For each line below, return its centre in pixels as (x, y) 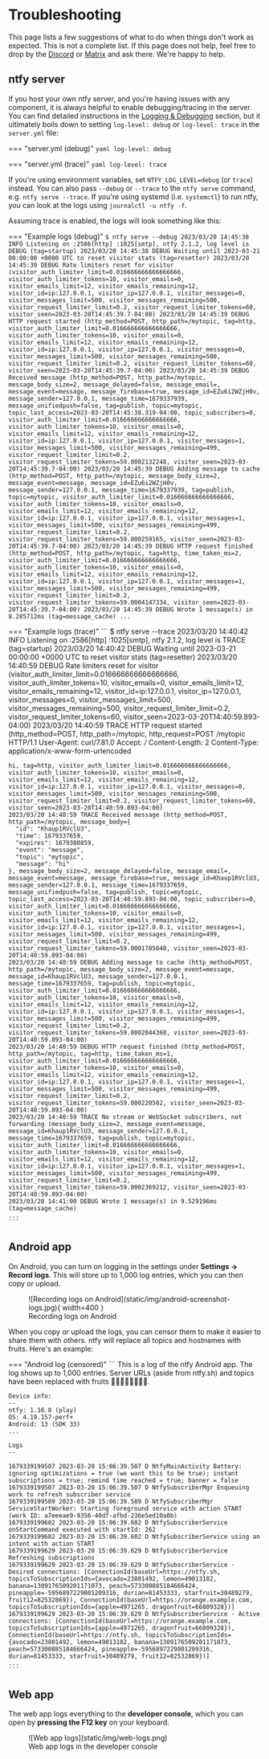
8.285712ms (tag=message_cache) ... (69, 616)
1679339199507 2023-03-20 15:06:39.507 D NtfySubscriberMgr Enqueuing (129, 1488)
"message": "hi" (43, 864)
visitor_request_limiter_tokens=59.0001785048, (90, 948)
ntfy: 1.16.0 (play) (43, 1410)
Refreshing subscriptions (51, 1557)
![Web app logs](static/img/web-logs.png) (98, 1738)
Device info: (30, 1396)
